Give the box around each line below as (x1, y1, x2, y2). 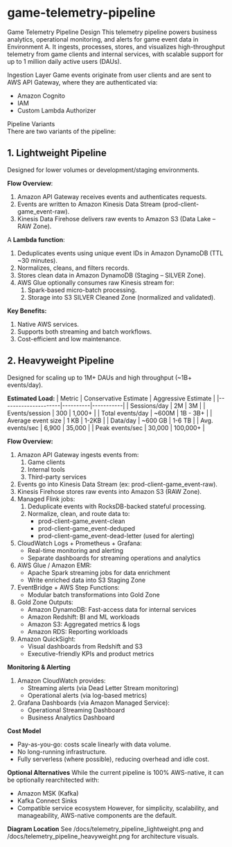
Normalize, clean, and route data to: (27, 509, 130, 517)
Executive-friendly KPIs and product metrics (27, 649, 154, 658)
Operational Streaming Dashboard (27, 705, 125, 714)
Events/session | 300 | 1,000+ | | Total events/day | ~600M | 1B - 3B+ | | (7, 409, 213, 417)
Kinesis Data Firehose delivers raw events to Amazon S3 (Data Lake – (17, 214, 216, 223)
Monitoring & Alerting (7, 662, 71, 671)
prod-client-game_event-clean (37, 517, 126, 525)
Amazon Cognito (17, 92, 66, 100)
